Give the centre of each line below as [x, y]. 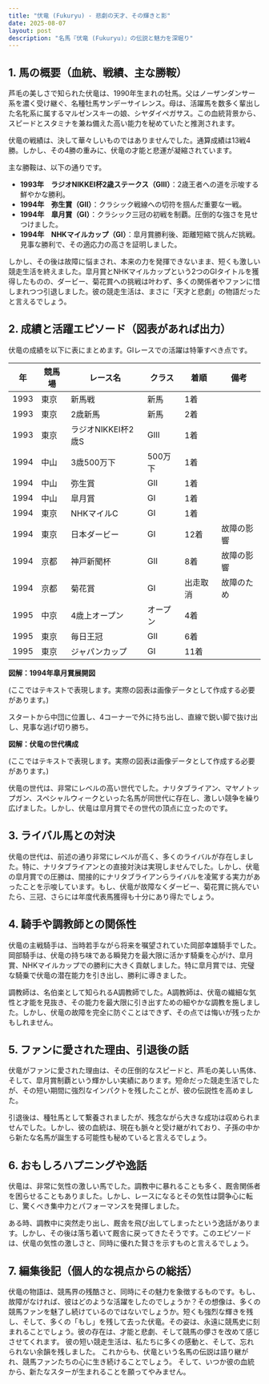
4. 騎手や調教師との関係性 [72, 925]
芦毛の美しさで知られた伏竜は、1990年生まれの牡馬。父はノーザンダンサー [132, 94]
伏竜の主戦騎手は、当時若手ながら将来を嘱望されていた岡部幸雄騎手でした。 [134, 945]
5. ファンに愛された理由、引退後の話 [98, 1050]
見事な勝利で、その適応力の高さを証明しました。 [100, 244]
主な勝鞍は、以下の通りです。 [57, 167]
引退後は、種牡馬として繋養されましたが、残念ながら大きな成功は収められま [134, 1117]
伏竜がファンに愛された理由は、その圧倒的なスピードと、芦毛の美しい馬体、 [134, 1071]
